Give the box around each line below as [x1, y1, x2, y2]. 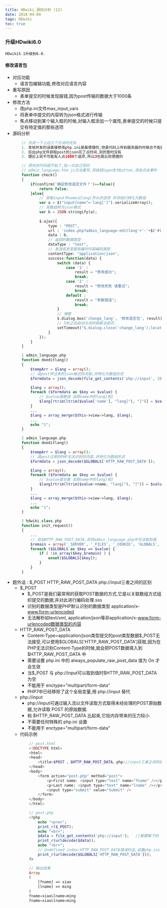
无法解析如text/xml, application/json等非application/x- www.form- [27, 614, 162, 620]
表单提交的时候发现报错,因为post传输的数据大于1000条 [19, 93, 132, 99]
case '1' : [66, 265, 88, 270]
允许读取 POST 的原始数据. [33, 706, 88, 712]
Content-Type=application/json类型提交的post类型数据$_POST [27, 632, 156, 638]
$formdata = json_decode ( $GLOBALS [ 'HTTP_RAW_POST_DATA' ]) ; [30, 459, 156, 464]
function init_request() [21, 523, 73, 528]
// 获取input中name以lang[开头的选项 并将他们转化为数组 [39, 195, 146, 201]
